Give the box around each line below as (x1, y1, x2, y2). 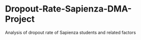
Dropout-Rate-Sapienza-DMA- (5, 3, 132, 14)
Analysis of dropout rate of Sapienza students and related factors (5, 29, 136, 35)
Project (5, 13, 35, 25)
